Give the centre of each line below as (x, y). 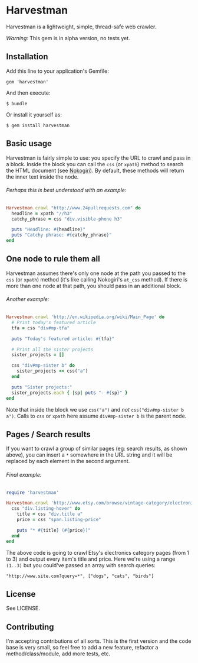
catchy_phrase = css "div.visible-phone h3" (67, 219)
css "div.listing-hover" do (46, 509)
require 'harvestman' (33, 492)
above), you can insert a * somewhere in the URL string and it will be (89, 455)
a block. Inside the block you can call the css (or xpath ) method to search (95, 164)
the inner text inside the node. (42, 177)
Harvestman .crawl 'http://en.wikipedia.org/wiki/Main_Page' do (85, 317)
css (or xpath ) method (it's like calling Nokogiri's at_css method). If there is (97, 279)
